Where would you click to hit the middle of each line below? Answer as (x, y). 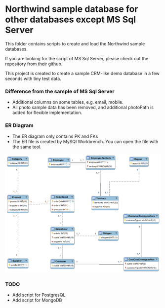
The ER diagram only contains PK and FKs (55, 136)
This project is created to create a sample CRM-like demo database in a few (82, 73)
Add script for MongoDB (37, 300)
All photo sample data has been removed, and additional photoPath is (83, 108)
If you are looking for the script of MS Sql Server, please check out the (77, 58)
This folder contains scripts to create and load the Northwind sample (75, 43)
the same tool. (27, 147)
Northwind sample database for (72, 9)
